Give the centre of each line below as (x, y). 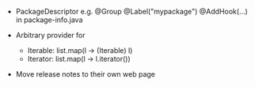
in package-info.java (49, 20)
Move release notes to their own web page (86, 74)
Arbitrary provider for (50, 35)
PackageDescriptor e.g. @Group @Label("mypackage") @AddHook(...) (131, 11)
